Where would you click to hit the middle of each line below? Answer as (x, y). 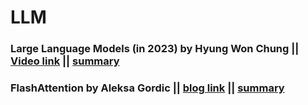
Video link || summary (65, 61)
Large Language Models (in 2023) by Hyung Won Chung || (155, 49)
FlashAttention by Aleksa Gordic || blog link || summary (147, 88)
